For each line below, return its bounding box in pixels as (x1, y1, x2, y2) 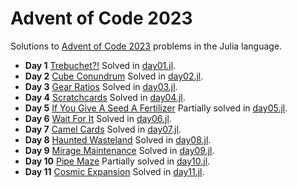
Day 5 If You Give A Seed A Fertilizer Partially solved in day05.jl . (24, 102, 288, 114)
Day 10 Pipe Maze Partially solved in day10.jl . (24, 155, 211, 167)
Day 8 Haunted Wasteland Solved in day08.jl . (24, 133, 212, 146)
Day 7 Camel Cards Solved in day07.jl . (24, 123, 182, 135)
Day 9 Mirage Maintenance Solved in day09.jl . (24, 144, 215, 156)
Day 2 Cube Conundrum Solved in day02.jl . (24, 70, 204, 82)
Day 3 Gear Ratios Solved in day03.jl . (24, 80, 178, 92)
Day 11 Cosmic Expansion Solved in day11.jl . (24, 165, 205, 177)
